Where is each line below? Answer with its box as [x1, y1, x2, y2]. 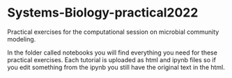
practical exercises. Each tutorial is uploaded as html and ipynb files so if [7, 55, 216, 64]
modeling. [7, 35, 36, 43]
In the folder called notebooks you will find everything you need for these [7, 48, 218, 57]
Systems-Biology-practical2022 [7, 5, 199, 21]
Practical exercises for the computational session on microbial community [7, 28, 219, 36]
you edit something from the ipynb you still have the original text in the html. [7, 63, 225, 71]
